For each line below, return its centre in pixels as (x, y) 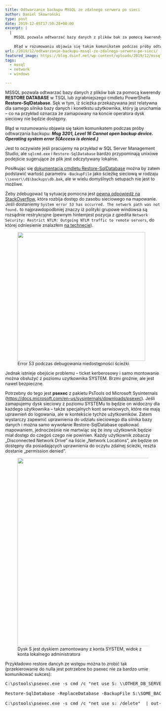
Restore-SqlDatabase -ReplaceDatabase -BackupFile (68, 693)
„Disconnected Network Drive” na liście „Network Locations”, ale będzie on (82, 440)
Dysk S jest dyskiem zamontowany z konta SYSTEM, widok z (80, 649)
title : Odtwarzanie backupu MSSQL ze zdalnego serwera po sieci (73, 10)
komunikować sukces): (28, 674)
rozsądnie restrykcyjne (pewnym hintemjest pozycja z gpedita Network (77, 214)
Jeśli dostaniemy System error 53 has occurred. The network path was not (83, 204)
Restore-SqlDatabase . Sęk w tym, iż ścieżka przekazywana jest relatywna (81, 103)
